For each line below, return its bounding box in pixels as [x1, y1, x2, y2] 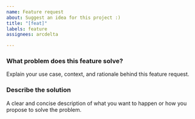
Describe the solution [6, 86, 71, 94]
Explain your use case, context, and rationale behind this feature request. [6, 70, 190, 78]
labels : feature [6, 25, 47, 32]
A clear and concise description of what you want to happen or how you [6, 100, 187, 107]
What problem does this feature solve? [6, 57, 123, 66]
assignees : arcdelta [6, 32, 59, 38]
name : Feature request [6, 8, 64, 15]
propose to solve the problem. [6, 106, 82, 113]
